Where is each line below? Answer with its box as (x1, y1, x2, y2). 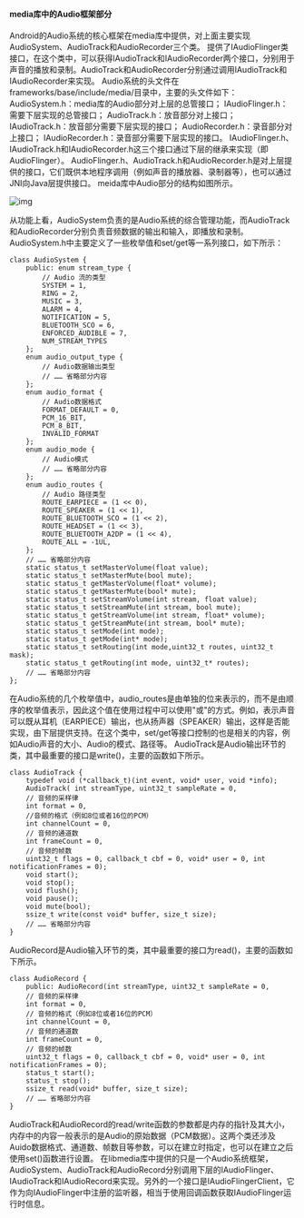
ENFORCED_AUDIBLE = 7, (42, 329, 128, 338)
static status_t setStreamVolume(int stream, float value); (25, 595, 258, 604)
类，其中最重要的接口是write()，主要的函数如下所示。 (9, 750, 210, 761)
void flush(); (25, 886, 79, 896)
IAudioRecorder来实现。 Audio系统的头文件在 (9, 75, 180, 86)
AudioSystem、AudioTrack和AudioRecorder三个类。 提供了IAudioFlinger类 (9, 42, 289, 53)
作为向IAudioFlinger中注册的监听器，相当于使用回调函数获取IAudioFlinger (9, 1187, 284, 1198)
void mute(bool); (25, 902, 92, 912)
